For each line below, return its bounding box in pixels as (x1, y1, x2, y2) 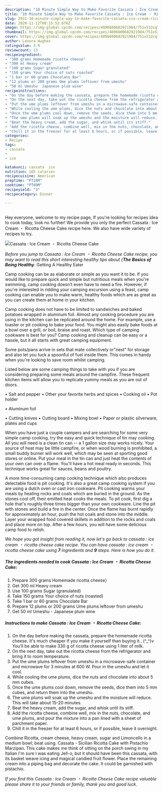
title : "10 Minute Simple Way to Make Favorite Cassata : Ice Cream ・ (5, 12, 152, 16)
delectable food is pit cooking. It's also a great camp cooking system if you (5, 480, 155, 486)
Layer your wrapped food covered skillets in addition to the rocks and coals (5, 516, 156, 522)
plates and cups (5, 420, 37, 426)
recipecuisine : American (5, 174, 55, 178)
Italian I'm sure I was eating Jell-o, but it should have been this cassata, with (5, 750, 158, 756)
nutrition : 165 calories (5, 169, 55, 174)
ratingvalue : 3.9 (5, 43, 40, 48)
